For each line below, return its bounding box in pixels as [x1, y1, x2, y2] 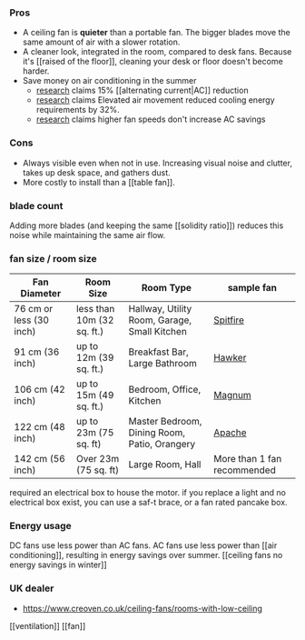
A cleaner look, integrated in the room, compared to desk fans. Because [22, 46, 292, 57]
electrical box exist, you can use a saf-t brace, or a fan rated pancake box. [9, 497, 288, 508]
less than [75, 303, 115, 315]
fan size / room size [9, 252, 97, 265]
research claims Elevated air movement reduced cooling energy [35, 95, 275, 105]
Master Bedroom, [128, 415, 202, 428]
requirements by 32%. [35, 105, 120, 115]
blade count [9, 199, 64, 212]
